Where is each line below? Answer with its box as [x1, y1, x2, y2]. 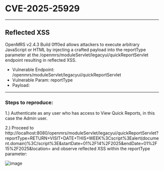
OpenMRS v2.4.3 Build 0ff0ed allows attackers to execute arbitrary [5, 41, 140, 47]
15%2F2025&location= [5, 146, 51, 152]
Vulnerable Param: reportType [12, 77, 73, 83]
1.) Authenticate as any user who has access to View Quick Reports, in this [5, 110, 155, 116]
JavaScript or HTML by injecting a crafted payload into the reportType [5, 47, 146, 52]
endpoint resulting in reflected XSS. [5, 57, 77, 63]
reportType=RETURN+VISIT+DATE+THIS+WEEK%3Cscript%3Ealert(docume [5, 135, 159, 141]
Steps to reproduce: [5, 99, 54, 106]
